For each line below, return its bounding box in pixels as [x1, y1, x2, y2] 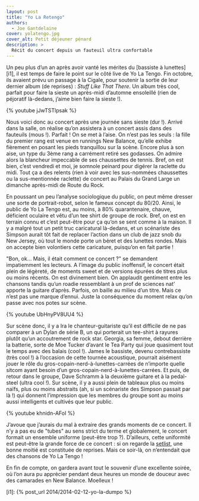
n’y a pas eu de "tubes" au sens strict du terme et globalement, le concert [6, 427, 187, 434]
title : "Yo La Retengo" [6, 14, 65, 20]
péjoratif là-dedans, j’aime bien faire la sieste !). [6, 95, 123, 102]
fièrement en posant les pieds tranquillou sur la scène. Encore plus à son [6, 143, 184, 150]
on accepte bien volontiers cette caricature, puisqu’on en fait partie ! [6, 243, 174, 250]
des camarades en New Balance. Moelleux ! [6, 477, 114, 484]
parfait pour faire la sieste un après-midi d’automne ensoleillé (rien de [6, 89, 177, 96]
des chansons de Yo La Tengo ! [6, 452, 83, 459]
